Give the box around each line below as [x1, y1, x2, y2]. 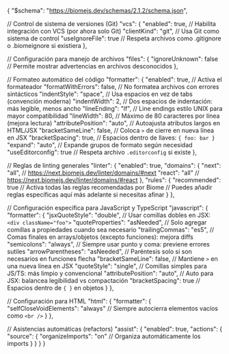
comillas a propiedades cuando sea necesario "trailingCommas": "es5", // [7, 226, 214, 233]
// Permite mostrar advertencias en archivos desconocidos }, [7, 62, 179, 70]
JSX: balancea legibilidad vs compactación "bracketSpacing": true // [7, 277, 200, 284]
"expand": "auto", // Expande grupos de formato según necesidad [7, 141, 193, 149]
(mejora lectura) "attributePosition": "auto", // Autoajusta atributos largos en [7, 119, 221, 127]
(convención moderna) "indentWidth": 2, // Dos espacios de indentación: [7, 97, 213, 105]
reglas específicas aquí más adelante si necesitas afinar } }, [7, 190, 175, 199]
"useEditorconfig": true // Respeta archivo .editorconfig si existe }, [7, 148, 197, 156]
